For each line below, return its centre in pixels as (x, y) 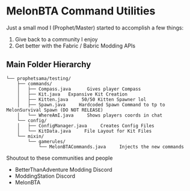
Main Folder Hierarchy (49, 65)
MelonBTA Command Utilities (81, 11)
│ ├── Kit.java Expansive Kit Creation (72, 94)
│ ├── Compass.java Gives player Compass (79, 89)
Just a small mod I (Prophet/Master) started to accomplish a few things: (95, 28)
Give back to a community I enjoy (56, 39)
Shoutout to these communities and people (60, 158)
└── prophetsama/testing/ (38, 78)
